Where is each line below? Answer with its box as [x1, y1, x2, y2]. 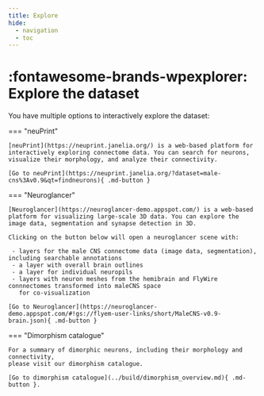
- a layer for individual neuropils [11, 268, 133, 276]
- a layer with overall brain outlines [11, 261, 144, 270]
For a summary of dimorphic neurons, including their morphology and [8, 346, 243, 354]
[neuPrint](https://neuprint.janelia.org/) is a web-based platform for [8, 142, 254, 150]
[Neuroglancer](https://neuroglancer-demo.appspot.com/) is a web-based [8, 206, 254, 214]
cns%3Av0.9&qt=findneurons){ [8, 176, 105, 185]
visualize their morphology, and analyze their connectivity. [8, 156, 218, 163]
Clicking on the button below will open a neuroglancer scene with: [8, 233, 239, 242]
